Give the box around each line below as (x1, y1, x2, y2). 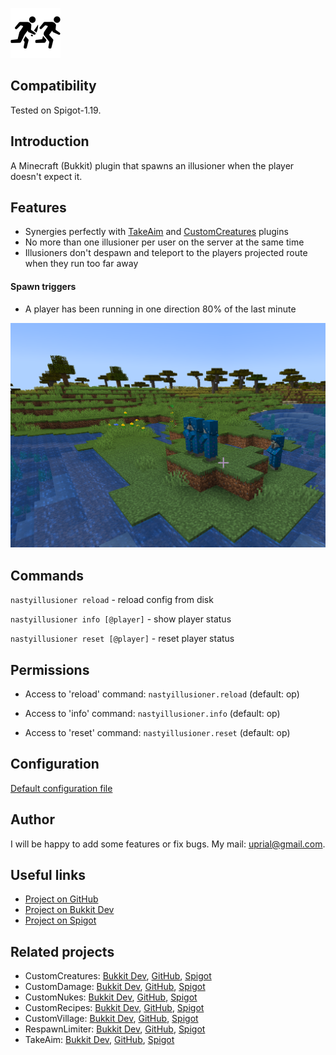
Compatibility (10, 78, 97, 95)
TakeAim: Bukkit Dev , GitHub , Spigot (24, 1034, 175, 1046)
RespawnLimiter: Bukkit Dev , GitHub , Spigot (24, 1023, 206, 1035)
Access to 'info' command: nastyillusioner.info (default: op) (24, 708, 281, 720)
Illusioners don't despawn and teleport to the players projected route (24, 247, 308, 259)
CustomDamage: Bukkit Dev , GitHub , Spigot (24, 981, 206, 993)
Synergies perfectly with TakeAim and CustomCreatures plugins (24, 226, 289, 238)
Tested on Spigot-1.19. (10, 104, 102, 116)
